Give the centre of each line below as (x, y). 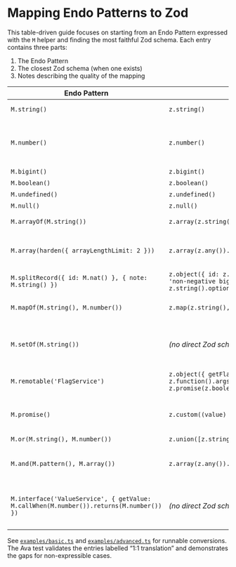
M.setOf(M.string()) (45, 344)
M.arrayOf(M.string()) (48, 221)
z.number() (186, 142)
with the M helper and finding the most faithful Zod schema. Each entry (109, 39)
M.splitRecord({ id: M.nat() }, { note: (79, 278)
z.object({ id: (194, 274)
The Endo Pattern (43, 60)
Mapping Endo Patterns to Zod (98, 13)
